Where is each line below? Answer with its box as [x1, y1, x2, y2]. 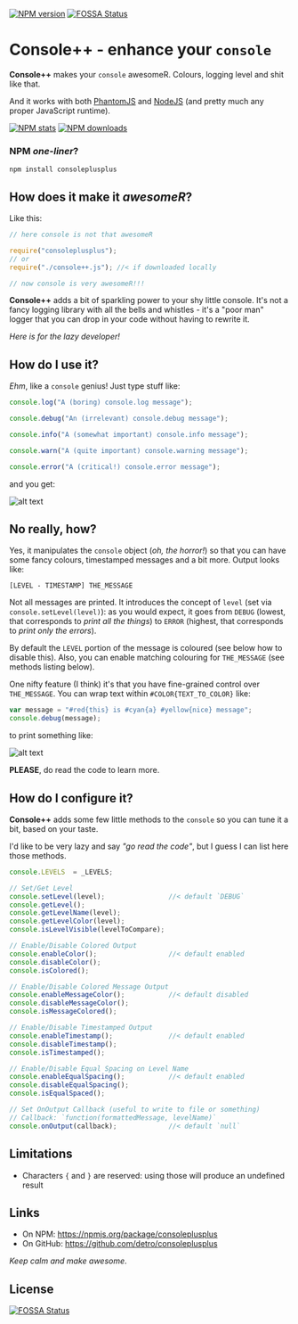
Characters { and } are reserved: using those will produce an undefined [21, 1170, 285, 1180]
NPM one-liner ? [9, 144, 79, 157]
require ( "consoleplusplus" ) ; [9, 246, 117, 255]
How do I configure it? [9, 790, 133, 806]
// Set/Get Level [9, 884, 74, 892]
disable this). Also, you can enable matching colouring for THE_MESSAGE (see [9, 652, 285, 663]
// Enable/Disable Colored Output [9, 942, 138, 950]
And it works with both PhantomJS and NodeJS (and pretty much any [9, 95, 264, 106]
